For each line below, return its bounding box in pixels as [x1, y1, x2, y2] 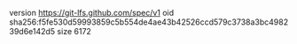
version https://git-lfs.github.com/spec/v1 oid [9, 8, 175, 18]
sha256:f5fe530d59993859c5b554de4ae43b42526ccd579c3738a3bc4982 [9, 17, 289, 27]
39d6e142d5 [9, 26, 56, 36]
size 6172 [57, 26, 91, 36]
